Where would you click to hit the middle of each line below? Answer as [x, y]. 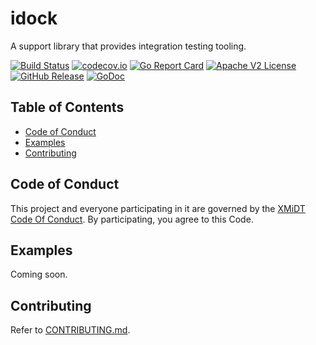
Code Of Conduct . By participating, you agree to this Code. [132, 219]
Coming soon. [39, 274]
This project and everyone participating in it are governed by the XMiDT [158, 208]
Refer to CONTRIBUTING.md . [70, 330]
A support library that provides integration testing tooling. [128, 46]
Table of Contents [67, 107]
